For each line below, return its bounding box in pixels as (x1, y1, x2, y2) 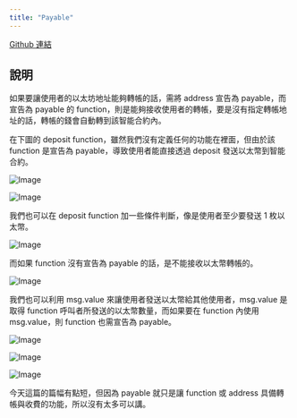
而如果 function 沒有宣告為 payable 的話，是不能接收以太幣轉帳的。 (9, 258, 259, 269)
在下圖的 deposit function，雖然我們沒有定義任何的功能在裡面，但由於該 (9, 134, 276, 145)
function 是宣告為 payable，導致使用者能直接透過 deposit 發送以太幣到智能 (9, 145, 286, 157)
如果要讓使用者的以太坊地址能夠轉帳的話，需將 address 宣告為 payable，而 (9, 93, 286, 104)
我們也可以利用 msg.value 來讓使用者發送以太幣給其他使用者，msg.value (9, 294, 278, 305)
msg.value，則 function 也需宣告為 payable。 (9, 317, 177, 328)
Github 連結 (9, 38, 52, 49)
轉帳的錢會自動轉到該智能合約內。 (39, 115, 166, 126)
